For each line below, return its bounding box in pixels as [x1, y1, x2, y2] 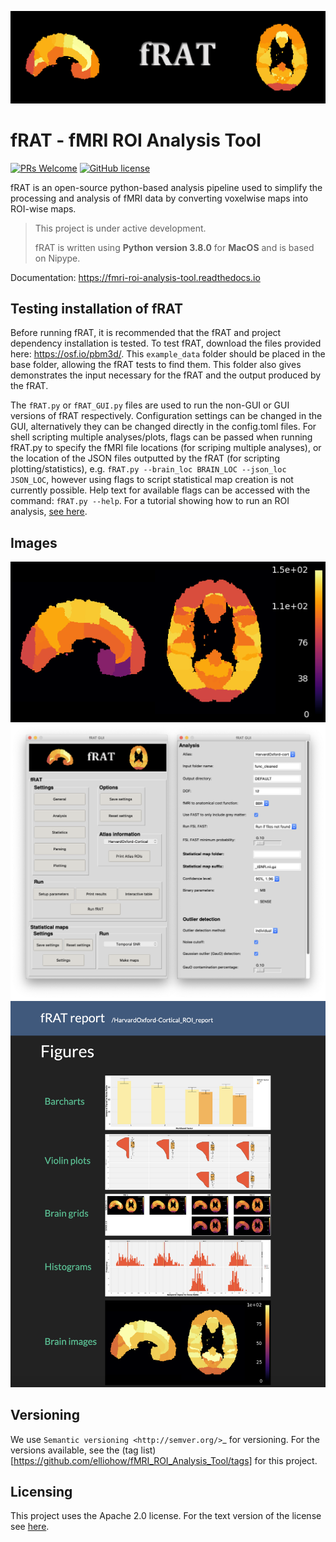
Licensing [10, 1483, 73, 1500]
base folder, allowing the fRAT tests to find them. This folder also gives [10, 359, 302, 371]
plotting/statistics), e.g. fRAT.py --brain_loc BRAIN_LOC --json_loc [10, 463, 287, 475]
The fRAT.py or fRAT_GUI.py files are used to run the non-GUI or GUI [10, 399, 290, 411]
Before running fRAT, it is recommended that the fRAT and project [10, 327, 282, 339]
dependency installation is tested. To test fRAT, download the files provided [10, 337, 322, 350]
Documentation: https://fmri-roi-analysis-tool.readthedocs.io [10, 271, 261, 283]
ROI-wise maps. [10, 202, 77, 215]
